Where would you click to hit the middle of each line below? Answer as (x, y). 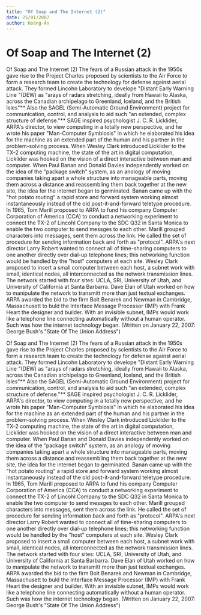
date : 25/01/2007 (28, 17)
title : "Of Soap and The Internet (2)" (56, 12)
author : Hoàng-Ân (28, 23)
